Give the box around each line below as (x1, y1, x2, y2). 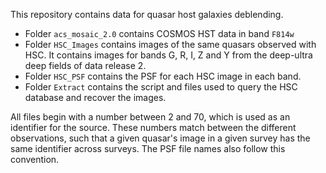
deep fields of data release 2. (24, 60, 147, 71)
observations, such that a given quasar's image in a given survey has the (10, 132, 311, 144)
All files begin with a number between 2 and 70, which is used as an (10, 111, 291, 123)
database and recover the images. (24, 92, 167, 103)
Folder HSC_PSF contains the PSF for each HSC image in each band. (24, 70, 302, 82)
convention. (10, 154, 60, 165)
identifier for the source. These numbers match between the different (10, 122, 297, 133)
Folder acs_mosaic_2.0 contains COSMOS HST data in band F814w (24, 28, 295, 39)
